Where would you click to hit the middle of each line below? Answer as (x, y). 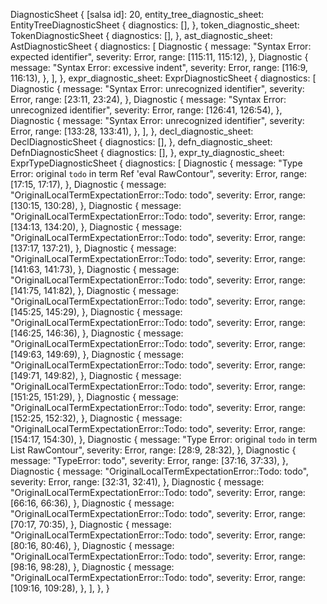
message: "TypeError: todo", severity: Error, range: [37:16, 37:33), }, (149, 460)
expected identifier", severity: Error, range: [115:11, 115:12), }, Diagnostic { (159, 57)
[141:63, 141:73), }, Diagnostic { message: (95, 269)
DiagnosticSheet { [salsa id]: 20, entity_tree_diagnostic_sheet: (137, 14)
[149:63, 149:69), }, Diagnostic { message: (97, 354)
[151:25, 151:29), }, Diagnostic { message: (94, 397)
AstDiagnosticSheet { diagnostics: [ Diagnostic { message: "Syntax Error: (161, 46)
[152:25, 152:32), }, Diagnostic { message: (96, 418)
